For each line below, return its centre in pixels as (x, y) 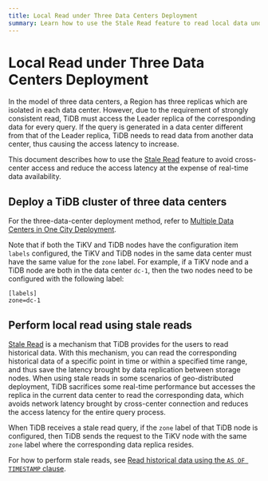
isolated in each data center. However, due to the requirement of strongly (128, 110)
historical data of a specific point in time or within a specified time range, (128, 361)
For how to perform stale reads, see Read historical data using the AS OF (127, 460)
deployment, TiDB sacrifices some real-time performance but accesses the (132, 387)
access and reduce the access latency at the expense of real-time (140, 168)
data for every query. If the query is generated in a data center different (126, 127)
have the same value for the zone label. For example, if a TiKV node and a (128, 262)
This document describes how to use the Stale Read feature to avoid (121, 160)
